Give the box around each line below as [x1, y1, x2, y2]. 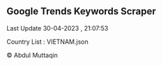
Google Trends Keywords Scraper [6, 6, 156, 17]
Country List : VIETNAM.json [6, 38, 88, 46]
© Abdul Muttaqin [6, 51, 59, 59]
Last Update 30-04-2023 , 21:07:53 [6, 24, 109, 32]
